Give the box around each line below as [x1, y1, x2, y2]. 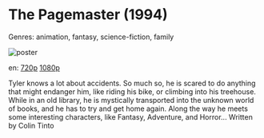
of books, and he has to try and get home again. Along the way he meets [8, 104, 248, 113]
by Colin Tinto [8, 120, 54, 130]
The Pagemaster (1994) [8, 6, 168, 24]
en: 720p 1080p [8, 62, 60, 73]
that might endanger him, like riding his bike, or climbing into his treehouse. [8, 86, 256, 97]
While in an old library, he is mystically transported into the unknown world [8, 95, 254, 104]
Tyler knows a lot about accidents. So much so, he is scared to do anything [8, 78, 256, 88]
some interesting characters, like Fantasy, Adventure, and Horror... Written [8, 112, 254, 121]
